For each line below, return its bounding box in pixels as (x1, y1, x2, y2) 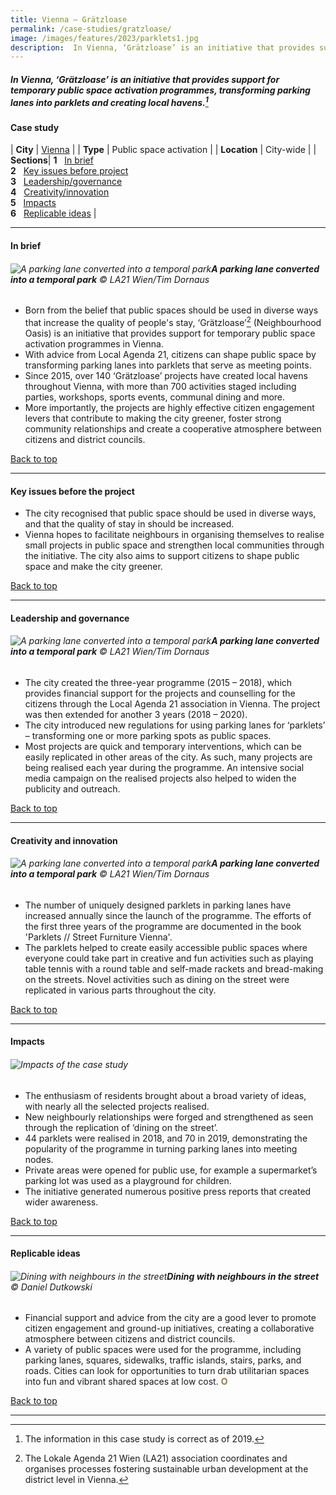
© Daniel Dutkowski (10, 1281, 93, 1293)
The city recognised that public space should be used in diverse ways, (24, 507, 317, 520)
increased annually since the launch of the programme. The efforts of (24, 909, 312, 921)
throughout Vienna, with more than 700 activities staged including (24, 380, 297, 392)
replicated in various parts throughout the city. (24, 984, 217, 996)
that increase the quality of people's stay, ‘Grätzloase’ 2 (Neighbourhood (24, 315, 322, 328)
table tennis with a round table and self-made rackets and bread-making (24, 962, 324, 975)
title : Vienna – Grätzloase (10, 14, 128, 25)
